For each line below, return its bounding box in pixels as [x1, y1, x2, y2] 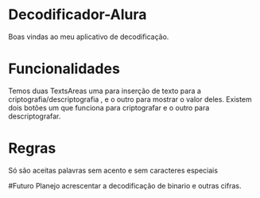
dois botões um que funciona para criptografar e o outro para [8, 103, 210, 112]
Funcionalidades [8, 60, 121, 78]
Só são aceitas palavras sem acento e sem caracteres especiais [8, 165, 219, 175]
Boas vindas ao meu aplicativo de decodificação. [8, 32, 169, 41]
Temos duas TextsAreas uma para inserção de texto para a [8, 86, 201, 95]
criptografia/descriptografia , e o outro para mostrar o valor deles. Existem [8, 94, 252, 104]
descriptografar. [8, 111, 61, 121]
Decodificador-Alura [8, 6, 147, 24]
